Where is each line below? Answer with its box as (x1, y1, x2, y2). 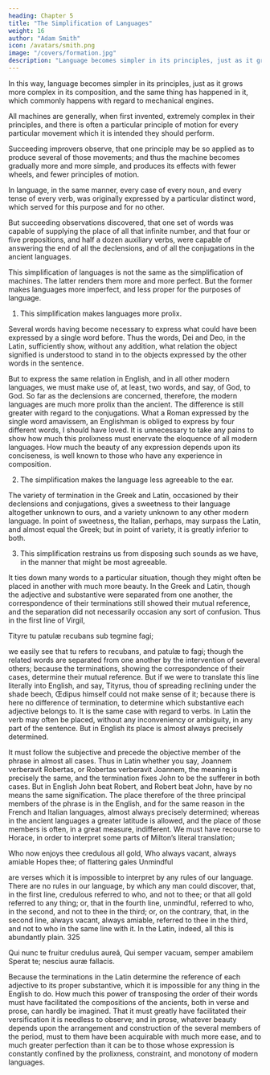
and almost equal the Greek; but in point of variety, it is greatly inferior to (8, 524, 249, 534)
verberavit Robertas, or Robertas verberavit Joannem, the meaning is (8, 764, 238, 774)
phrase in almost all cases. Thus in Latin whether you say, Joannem (8, 756, 232, 766)
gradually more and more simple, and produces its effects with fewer (8, 161, 237, 170)
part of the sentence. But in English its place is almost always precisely (8, 723, 243, 733)
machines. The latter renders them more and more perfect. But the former (8, 276, 253, 285)
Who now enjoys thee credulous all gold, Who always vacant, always (8, 848, 237, 858)
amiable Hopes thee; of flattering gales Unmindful (8, 856, 174, 866)
